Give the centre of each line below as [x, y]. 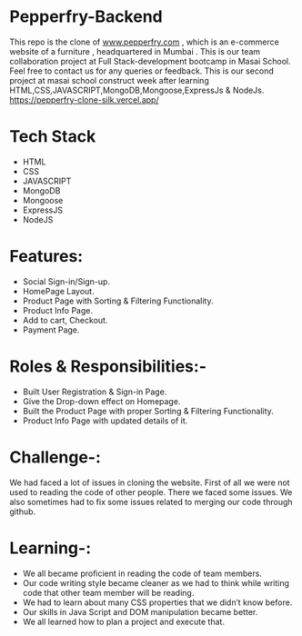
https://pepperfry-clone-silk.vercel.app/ [84, 99]
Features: [46, 257]
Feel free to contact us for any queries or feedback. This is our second [142, 71]
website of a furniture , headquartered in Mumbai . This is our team [135, 51]
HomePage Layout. [58, 291]
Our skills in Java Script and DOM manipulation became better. [140, 611]
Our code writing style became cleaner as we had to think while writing [156, 582]
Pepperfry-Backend [86, 17]
